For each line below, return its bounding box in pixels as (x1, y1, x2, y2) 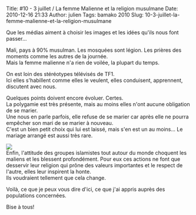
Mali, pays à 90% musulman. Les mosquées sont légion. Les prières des (6, 47, 182, 54)
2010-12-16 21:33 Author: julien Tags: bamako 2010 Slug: (6, 11, 144, 18)
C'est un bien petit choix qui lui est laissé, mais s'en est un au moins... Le (6, 126, 183, 133)
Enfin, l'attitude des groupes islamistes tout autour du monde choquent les (6, 150, 187, 156)
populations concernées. (6, 192, 67, 199)
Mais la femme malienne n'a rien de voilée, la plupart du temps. (6, 59, 160, 66)
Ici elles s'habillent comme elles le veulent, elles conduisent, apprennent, (6, 77, 183, 84)
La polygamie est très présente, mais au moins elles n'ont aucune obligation (6, 101, 190, 108)
